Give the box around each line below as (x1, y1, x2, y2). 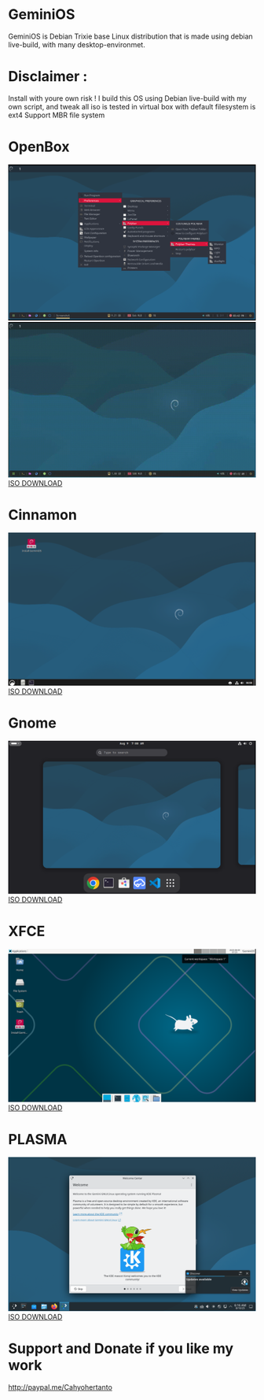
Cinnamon (8, 506, 77, 524)
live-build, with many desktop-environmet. (8, 39, 145, 49)
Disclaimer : (8, 68, 88, 86)
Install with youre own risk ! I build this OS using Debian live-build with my (8, 93, 247, 103)
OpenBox (8, 138, 70, 156)
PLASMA (8, 1130, 68, 1148)
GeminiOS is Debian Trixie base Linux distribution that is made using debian (8, 31, 253, 41)
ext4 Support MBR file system (8, 110, 105, 120)
